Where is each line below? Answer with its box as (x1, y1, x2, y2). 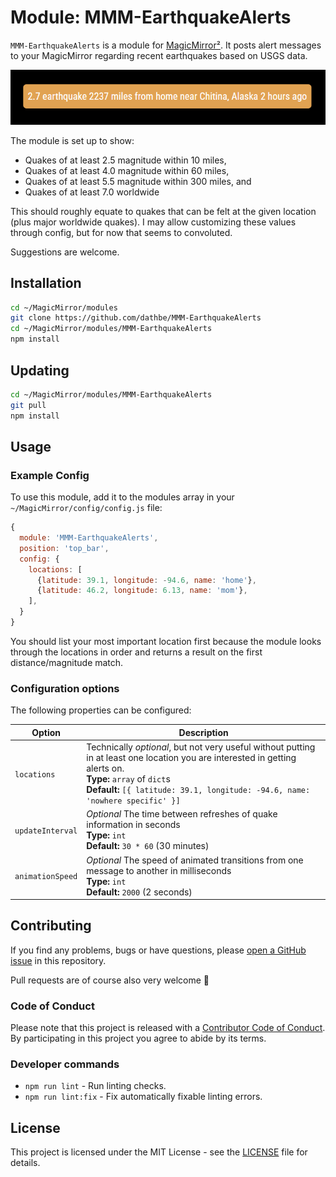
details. (10, 1157, 41, 1169)
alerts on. (86, 762, 125, 775)
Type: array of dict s (86, 773, 171, 785)
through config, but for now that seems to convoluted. (10, 226, 233, 238)
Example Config (10, 468, 90, 482)
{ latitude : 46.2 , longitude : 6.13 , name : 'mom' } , (36, 586, 248, 596)
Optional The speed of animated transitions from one (86, 854, 304, 866)
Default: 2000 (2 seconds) (86, 886, 193, 898)
